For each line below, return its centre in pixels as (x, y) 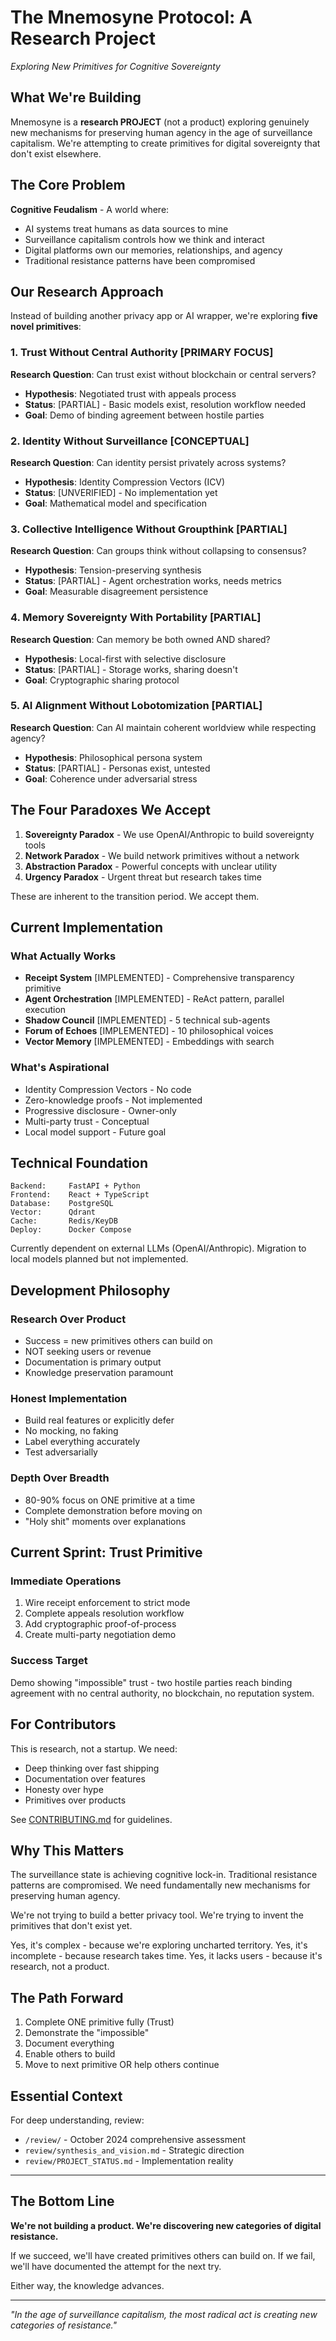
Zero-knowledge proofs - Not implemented (113, 1100)
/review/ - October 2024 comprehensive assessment (135, 2139)
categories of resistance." (63, 2325)
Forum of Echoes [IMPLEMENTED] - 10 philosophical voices (149, 1031)
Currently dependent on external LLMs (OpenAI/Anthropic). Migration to (158, 1248)
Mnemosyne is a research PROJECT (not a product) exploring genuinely (160, 122)
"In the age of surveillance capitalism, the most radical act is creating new (164, 2314)
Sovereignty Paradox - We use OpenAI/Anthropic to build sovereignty (169, 834)
